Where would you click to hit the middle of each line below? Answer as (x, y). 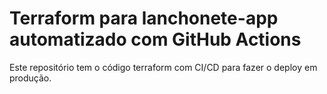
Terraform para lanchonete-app (144, 18)
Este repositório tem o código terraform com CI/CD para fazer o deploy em (163, 67)
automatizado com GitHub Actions (155, 39)
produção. (30, 78)
